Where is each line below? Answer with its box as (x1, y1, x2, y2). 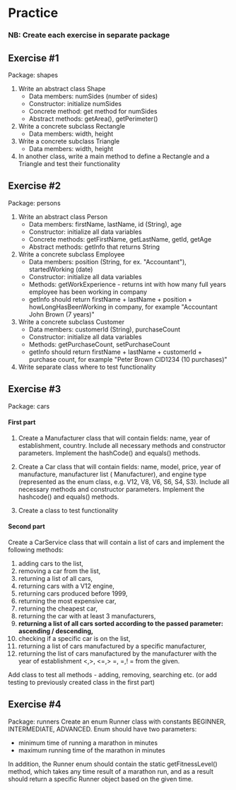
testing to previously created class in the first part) (8, 678, 155, 686)
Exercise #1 (8, 52, 59, 64)
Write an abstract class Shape (18, 84, 106, 93)
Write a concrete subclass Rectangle (18, 122, 126, 130)
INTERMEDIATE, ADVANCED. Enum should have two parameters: (8, 724, 197, 733)
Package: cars (8, 401, 50, 411)
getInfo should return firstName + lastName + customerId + (28, 348, 202, 356)
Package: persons (8, 199, 61, 207)
